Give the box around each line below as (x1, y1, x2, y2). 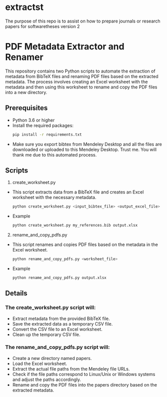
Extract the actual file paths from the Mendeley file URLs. (12, 365, 130, 371)
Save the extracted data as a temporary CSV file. (12, 320, 113, 326)
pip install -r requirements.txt (12, 132, 82, 137)
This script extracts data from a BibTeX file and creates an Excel (12, 189, 144, 195)
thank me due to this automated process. (12, 151, 97, 157)
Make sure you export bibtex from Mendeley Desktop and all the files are (12, 141, 162, 147)
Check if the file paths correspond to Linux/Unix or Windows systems (12, 371, 156, 377)
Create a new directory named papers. (12, 355, 92, 361)
